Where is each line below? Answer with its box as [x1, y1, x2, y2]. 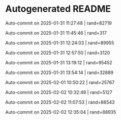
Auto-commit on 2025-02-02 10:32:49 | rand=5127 [5, 89, 113, 95]
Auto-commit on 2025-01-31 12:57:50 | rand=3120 [5, 50, 110, 56]
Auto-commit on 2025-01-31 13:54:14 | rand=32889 [5, 69, 113, 76]
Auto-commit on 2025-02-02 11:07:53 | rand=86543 [5, 99, 115, 105]
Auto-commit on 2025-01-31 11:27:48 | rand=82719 [5, 20, 112, 26]
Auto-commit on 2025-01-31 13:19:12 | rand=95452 [5, 59, 113, 65]
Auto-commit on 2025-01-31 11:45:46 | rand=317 [5, 30, 107, 36]
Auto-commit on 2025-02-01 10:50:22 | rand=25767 [5, 79, 115, 85]
